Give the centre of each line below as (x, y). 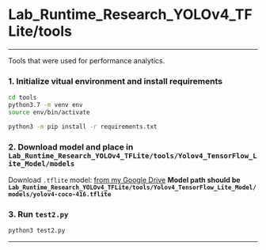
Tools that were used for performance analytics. (87, 60)
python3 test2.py (37, 231)
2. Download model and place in (71, 146)
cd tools (23, 98)
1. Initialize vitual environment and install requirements (116, 81)
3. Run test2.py (38, 214)
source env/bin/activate (49, 112)
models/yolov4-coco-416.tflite (60, 195)
